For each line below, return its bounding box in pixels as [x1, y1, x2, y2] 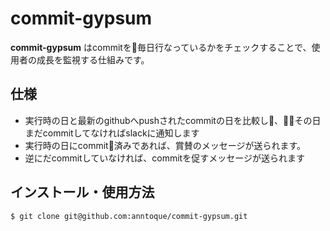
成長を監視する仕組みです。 [36, 53, 150, 66]
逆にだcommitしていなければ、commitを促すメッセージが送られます [24, 152, 305, 164]
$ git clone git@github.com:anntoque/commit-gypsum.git [10, 211, 248, 221]
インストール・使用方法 [10, 184, 155, 201]
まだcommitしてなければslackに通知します [24, 127, 200, 139]
